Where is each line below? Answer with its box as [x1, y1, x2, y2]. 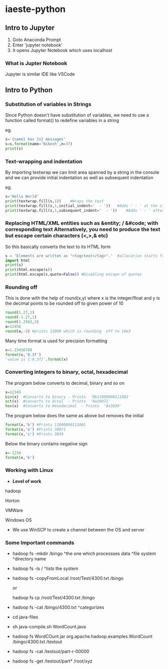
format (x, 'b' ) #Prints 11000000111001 [5, 422, 86, 427]
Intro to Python [5, 86, 53, 94]
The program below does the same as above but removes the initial [5, 413, 144, 419]
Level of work [12, 478, 41, 484]
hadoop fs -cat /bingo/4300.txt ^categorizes [12, 604, 104, 610]
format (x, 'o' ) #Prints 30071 [5, 427, 66, 432]
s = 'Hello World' [5, 194, 39, 199]
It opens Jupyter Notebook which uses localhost [12, 48, 112, 53]
